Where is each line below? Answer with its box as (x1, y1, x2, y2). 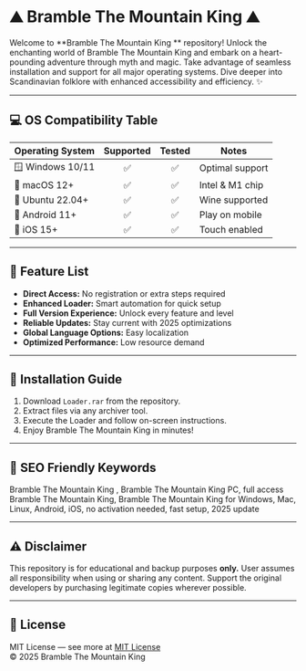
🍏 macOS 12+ (14, 178, 75, 191)
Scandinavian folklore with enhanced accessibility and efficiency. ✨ (9, 76, 263, 87)
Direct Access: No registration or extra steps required (22, 288, 226, 299)
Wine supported (199, 194, 269, 206)
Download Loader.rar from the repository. (22, 395, 180, 407)
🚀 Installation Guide (9, 372, 123, 387)
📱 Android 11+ (14, 208, 77, 221)
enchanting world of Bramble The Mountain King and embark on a (9, 47, 258, 58)
